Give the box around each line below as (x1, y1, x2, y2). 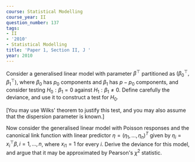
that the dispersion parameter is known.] (6, 113, 105, 120)
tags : (6, 25, 19, 31)
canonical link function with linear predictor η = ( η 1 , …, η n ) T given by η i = (6, 131, 181, 140)
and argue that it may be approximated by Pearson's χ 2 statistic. (6, 148, 162, 156)
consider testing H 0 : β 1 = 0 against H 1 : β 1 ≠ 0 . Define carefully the (6, 86, 170, 95)
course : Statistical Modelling (6, 8, 83, 15)
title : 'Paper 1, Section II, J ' (6, 47, 91, 53)
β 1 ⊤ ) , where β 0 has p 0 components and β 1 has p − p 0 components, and (6, 77, 179, 87)
